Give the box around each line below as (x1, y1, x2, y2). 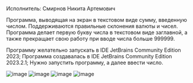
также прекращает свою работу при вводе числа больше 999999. (6, 35, 175, 42)
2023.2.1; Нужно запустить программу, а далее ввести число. (6, 59, 163, 66)
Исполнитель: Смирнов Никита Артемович (6, 5, 116, 12)
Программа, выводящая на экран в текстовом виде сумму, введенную (6, 16, 187, 23)
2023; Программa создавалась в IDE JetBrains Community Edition (6, 53, 172, 59)
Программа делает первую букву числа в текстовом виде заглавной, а (6, 29, 188, 36)
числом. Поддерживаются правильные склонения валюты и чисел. (6, 23, 178, 29)
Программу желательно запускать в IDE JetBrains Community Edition (6, 47, 181, 54)
